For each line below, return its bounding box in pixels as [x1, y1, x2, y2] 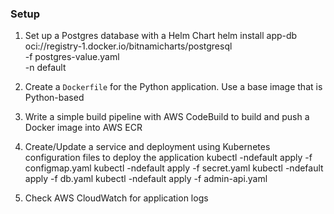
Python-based [24, 92, 85, 104]
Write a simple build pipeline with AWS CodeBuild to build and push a [24, 111, 310, 123]
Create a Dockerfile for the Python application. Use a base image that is [24, 81, 323, 93]
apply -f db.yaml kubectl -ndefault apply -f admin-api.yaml [24, 173, 268, 185]
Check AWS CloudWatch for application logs [24, 192, 209, 204]
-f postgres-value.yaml [24, 51, 120, 63]
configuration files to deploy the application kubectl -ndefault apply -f [24, 152, 313, 164]
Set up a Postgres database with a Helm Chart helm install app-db [24, 30, 298, 42]
